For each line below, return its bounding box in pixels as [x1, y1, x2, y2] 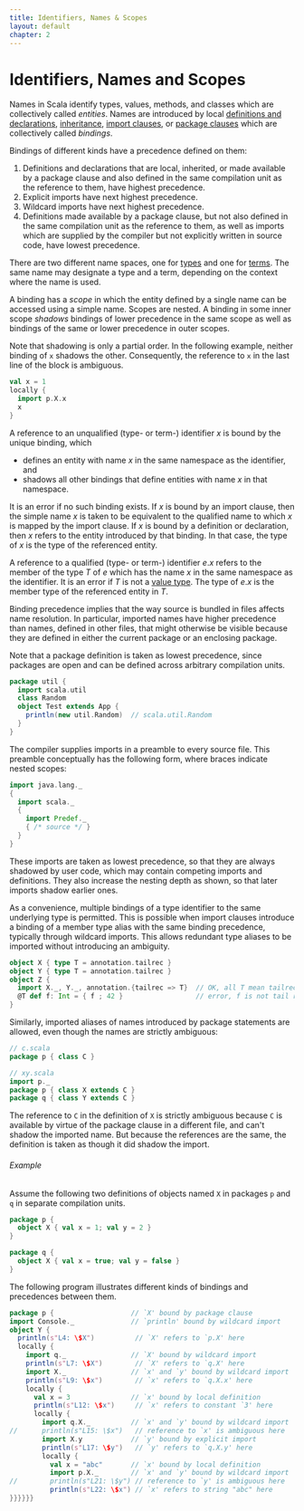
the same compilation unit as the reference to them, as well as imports [22, 221, 285, 232]
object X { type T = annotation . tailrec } [9, 958, 172, 967]
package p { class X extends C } [9, 1085, 136, 1095]
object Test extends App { [17, 703, 119, 712]
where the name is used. [9, 277, 101, 288]
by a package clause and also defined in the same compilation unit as [22, 173, 282, 184]
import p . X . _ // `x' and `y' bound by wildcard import [49, 1468, 290, 1478]
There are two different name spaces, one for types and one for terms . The [9, 257, 290, 268]
